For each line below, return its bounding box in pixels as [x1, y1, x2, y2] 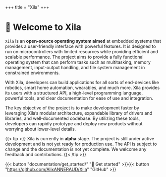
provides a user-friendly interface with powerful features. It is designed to [5, 43, 156, 49]
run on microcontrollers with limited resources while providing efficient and [5, 48, 159, 54]
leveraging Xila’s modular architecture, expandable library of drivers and [5, 110, 153, 116]
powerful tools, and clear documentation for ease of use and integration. [5, 95, 154, 101]
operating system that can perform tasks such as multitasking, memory [5, 59, 151, 65]
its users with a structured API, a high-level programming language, [5, 89, 143, 96]
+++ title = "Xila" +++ [5, 4, 50, 10]
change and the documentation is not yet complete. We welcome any [5, 146, 147, 152]
